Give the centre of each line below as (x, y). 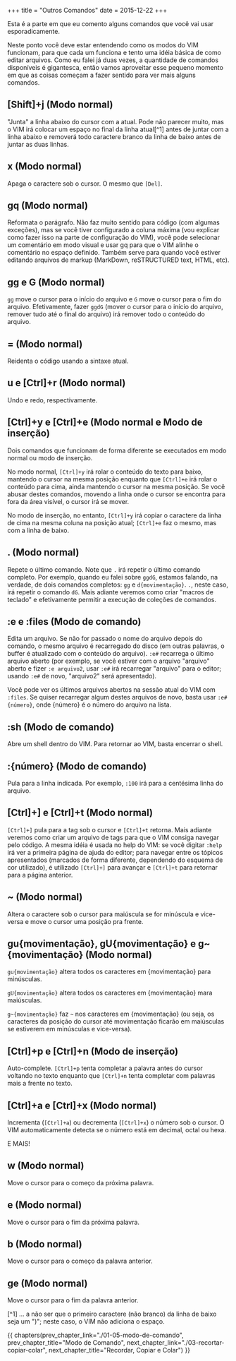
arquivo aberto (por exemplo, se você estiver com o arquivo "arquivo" (108, 661)
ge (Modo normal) (48, 1283)
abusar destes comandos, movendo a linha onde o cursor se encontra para (116, 494)
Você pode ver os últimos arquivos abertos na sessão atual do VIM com (112, 690)
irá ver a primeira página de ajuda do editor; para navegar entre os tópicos (115, 852)
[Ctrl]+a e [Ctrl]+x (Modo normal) (82, 1105)
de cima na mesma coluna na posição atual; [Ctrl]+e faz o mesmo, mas (112, 522)
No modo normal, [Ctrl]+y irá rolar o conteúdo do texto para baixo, (105, 472)
